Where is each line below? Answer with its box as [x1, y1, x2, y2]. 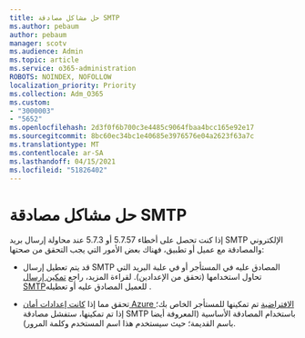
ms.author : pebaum [9, 22, 79, 31]
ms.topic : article [9, 55, 79, 65]
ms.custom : [9, 97, 51, 107]
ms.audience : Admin [9, 47, 84, 56]
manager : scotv [9, 38, 67, 48]
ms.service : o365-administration [9, 65, 137, 74]
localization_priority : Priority [9, 81, 137, 90]
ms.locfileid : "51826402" [9, 165, 107, 174]
